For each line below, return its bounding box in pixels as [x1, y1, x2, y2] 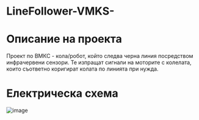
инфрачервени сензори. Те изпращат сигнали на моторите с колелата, [6, 59, 192, 66]
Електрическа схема [6, 86, 118, 101]
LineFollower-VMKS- [6, 4, 115, 18]
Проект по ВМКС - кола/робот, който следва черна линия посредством [6, 52, 194, 60]
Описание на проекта [6, 32, 122, 46]
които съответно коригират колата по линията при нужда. [6, 65, 159, 72]
